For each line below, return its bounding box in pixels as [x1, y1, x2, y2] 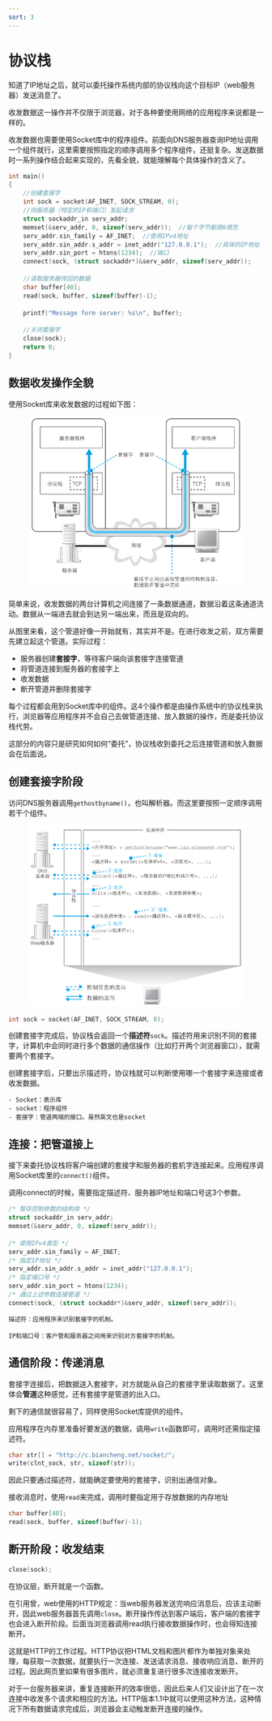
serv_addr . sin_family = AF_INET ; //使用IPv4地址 [23, 232, 189, 240]
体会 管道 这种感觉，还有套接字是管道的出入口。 [8, 1389, 164, 1398]
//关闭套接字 [23, 326, 61, 334]
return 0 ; [23, 343, 57, 352]
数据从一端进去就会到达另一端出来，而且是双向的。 [22, 609, 193, 619]
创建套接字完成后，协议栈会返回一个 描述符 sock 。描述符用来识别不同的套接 [8, 1030, 257, 1041]
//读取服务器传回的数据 [23, 275, 91, 283]
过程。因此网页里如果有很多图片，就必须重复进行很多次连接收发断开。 [8, 1666, 243, 1676]
